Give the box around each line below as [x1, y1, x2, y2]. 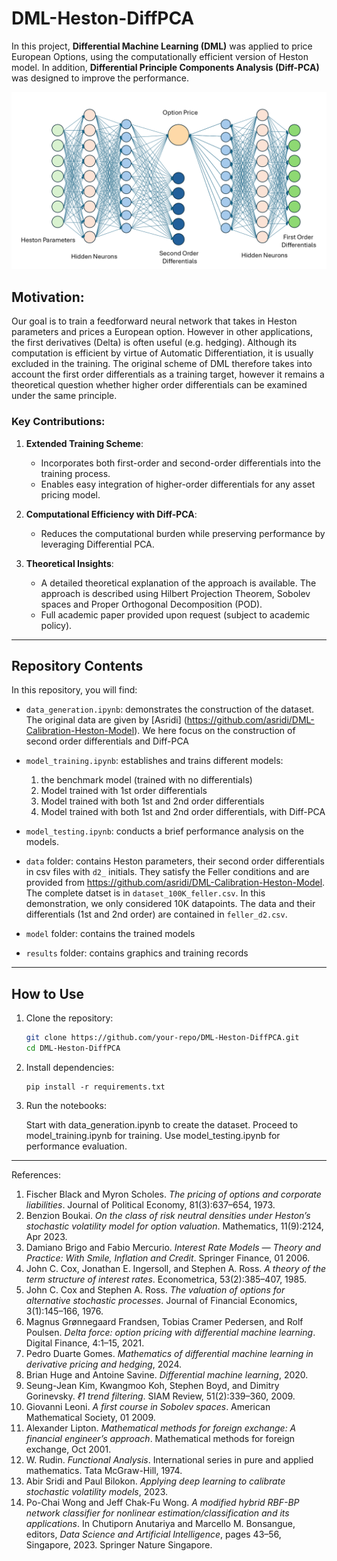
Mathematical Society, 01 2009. [25, 1411, 156, 1423]
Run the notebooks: [25, 1099, 107, 1111]
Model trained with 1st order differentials [40, 785, 208, 797]
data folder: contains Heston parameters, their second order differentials [25, 855, 325, 867]
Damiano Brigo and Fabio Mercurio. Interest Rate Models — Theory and [25, 1241, 322, 1253]
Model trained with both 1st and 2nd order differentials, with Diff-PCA [40, 806, 326, 818]
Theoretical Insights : [25, 557, 114, 569]
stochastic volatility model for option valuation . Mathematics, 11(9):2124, [25, 1220, 324, 1232]
